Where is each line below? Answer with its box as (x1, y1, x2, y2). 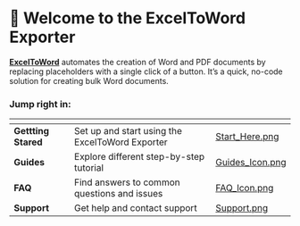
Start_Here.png (215, 130, 279, 143)
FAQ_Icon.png (215, 182, 274, 195)
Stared (13, 136, 43, 148)
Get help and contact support (74, 202, 198, 214)
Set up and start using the (74, 125, 183, 138)
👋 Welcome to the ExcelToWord (9, 8, 246, 29)
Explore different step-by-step (74, 151, 205, 163)
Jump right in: (9, 97, 71, 110)
